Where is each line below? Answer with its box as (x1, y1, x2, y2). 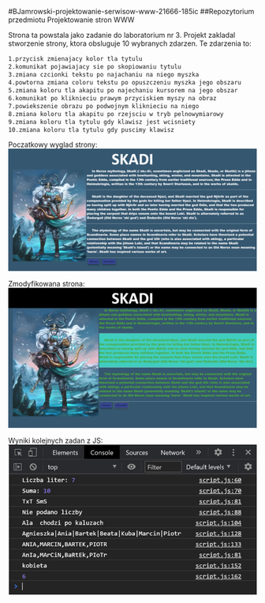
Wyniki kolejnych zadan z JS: (8, 436, 103, 445)
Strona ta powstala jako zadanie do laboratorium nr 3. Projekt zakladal (8, 31, 236, 39)
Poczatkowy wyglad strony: (8, 140, 98, 149)
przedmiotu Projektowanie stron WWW (8, 15, 135, 24)
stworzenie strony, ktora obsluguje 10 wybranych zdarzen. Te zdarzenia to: (8, 39, 252, 48)
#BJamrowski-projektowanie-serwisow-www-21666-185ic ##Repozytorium (8, 7, 255, 16)
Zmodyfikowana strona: (8, 279, 85, 289)
